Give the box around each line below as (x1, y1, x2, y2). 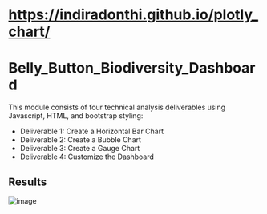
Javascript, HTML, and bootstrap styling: (8, 111, 144, 121)
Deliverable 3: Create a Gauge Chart (19, 144, 140, 153)
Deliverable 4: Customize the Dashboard (19, 152, 154, 161)
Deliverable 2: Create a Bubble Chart (19, 135, 142, 145)
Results (8, 175, 47, 188)
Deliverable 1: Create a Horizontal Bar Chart (19, 126, 164, 137)
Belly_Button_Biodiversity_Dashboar (8, 59, 256, 77)
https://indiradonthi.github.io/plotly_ (8, 6, 259, 24)
